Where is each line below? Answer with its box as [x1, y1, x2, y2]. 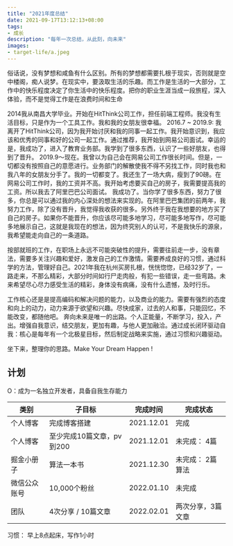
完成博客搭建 [49, 418, 92, 427]
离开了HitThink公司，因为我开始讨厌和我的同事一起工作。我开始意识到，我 [7, 126, 220, 135]
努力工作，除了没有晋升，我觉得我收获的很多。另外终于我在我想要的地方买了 [7, 205, 226, 213]
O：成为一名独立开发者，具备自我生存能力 [7, 386, 128, 395]
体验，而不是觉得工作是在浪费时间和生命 [7, 94, 123, 103]
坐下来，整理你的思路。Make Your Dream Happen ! [7, 344, 153, 352]
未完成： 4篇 [175, 436, 217, 446]
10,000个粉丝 [49, 483, 95, 493]
